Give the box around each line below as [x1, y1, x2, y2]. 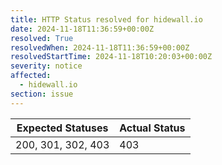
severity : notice [10, 61, 83, 71]
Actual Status [119, 121, 186, 135]
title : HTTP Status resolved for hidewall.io [10, 14, 203, 25]
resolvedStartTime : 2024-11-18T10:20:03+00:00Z [10, 52, 213, 62]
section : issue [10, 89, 74, 99]
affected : [10, 71, 52, 81]
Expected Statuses [16, 121, 109, 135]
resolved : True [10, 33, 74, 43]
